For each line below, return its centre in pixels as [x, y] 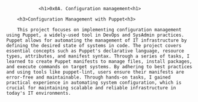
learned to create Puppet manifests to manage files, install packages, [99, 62]
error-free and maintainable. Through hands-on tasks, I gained [88, 77]
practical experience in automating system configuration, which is [94, 83]
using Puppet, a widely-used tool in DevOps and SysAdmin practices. [95, 35]
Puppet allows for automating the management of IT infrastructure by [97, 40]
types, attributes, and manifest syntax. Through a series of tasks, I [98, 56]
